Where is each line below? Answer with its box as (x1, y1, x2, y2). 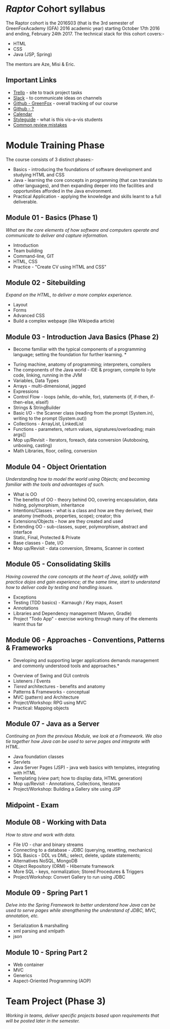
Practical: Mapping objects (13, 705, 69, 711)
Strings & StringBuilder (13, 404, 61, 411)
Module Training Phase (6, 139, 105, 151)
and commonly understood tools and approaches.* (13, 663, 119, 669)
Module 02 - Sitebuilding (6, 278, 86, 287)
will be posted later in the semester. (6, 1018, 80, 1024)
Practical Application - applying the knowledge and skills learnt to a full (13, 193, 161, 199)
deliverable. (13, 199, 38, 205)
